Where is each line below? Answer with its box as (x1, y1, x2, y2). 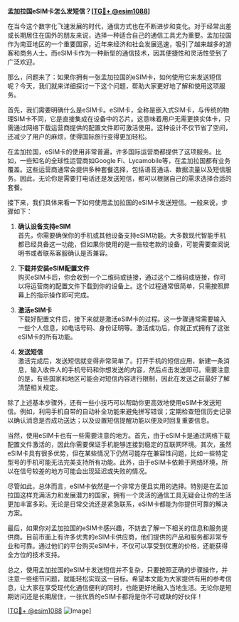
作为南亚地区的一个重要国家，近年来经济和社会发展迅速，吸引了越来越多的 (7, 40, 225, 48)
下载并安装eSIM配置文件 (17, 264, 90, 273)
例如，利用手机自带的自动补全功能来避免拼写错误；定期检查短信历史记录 (19, 407, 232, 416)
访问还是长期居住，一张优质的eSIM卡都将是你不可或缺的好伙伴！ (13, 592, 203, 601)
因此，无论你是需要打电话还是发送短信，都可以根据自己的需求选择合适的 (19, 174, 232, 182)
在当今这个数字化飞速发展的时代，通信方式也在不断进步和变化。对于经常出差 (7, 22, 232, 31)
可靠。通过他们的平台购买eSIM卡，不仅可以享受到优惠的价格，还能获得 (19, 542, 228, 550)
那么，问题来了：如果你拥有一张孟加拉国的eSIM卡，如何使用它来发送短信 (7, 73, 222, 81)
